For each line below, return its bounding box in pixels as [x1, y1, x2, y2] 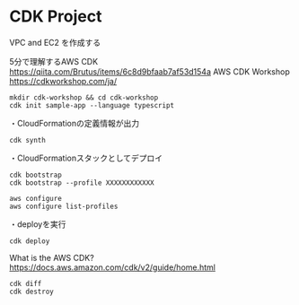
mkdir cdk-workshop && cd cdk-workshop [9, 92, 159, 102]
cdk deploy [9, 236, 50, 246]
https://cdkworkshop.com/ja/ [9, 75, 118, 86]
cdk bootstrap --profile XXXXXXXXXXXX [9, 178, 154, 187]
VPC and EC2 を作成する [9, 37, 101, 48]
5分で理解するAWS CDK [9, 56, 99, 66]
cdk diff [9, 279, 42, 288]
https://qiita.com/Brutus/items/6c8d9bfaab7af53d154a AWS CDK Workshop [9, 65, 290, 77]
